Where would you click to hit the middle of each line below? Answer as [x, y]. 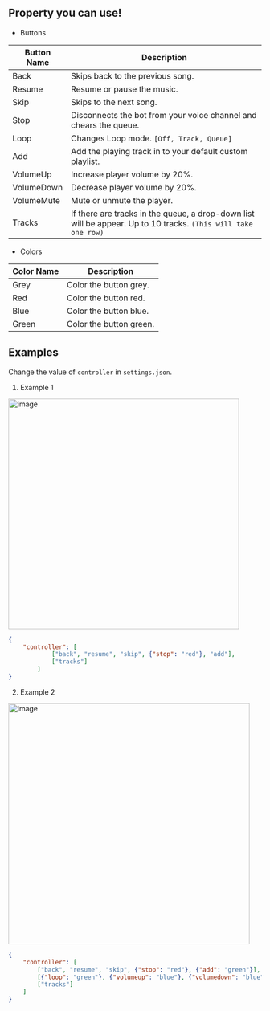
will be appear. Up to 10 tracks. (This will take [162, 223]
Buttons [33, 32]
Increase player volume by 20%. [132, 174]
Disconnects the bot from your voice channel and [164, 115]
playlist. [86, 161]
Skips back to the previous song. [133, 75]
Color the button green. [111, 324]
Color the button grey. [108, 284]
